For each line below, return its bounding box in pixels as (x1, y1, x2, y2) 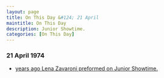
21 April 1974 (6, 51, 45, 60)
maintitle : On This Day (6, 20, 67, 26)
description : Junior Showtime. (6, 25, 86, 32)
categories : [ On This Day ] (6, 31, 75, 37)
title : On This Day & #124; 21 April (6, 15, 99, 21)
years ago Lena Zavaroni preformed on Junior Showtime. (15, 65, 159, 73)
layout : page (6, 8, 39, 15)
